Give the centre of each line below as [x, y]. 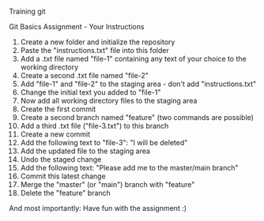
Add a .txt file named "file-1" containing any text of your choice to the [134, 59]
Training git [27, 11]
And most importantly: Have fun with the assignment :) [98, 208]
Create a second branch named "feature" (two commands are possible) [137, 117]
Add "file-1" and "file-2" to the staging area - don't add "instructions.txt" [138, 84]
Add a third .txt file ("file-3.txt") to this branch [94, 126]
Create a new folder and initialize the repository [98, 42]
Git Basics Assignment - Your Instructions [77, 26]
